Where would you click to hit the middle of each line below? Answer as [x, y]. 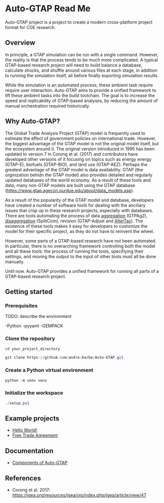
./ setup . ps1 [17, 403]
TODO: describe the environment [38, 317]
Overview [20, 43]
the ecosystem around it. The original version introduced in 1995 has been [80, 149]
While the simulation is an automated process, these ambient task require [79, 85]
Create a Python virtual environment [49, 370]
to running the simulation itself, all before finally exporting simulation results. [82, 75]
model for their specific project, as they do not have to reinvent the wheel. [80, 231]
